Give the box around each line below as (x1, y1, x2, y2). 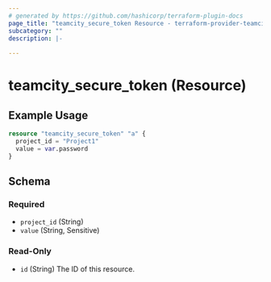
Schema (8, 175, 51, 189)
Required (8, 198, 45, 209)
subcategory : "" (8, 27, 63, 35)
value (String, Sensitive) (19, 226, 100, 235)
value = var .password (15, 144, 89, 153)
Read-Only (8, 246, 52, 257)
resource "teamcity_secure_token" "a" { (8, 130, 147, 138)
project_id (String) (19, 217, 84, 226)
